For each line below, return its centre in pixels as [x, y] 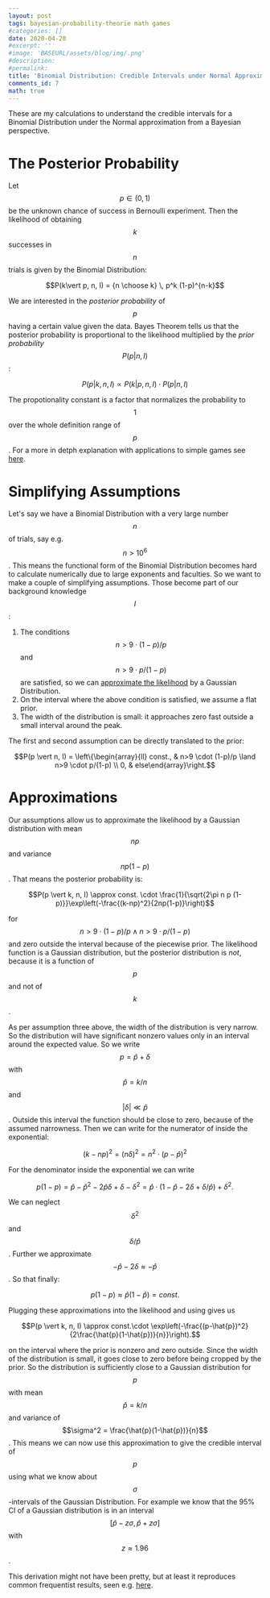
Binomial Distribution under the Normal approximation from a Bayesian [125, 123]
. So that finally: [34, 1279]
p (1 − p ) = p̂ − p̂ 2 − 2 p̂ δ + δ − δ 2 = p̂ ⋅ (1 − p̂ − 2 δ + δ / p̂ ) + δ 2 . [135, 1186]
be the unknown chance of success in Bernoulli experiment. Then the [123, 211]
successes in [30, 245]
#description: [32, 61]
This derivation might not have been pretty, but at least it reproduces [122, 1576]
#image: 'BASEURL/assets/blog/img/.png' [77, 53]
